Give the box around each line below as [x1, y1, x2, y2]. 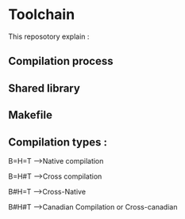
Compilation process [8, 55, 114, 68]
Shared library [8, 81, 81, 95]
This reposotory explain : [8, 32, 90, 41]
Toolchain [8, 6, 75, 24]
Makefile [8, 108, 53, 122]
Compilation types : [8, 135, 107, 149]
